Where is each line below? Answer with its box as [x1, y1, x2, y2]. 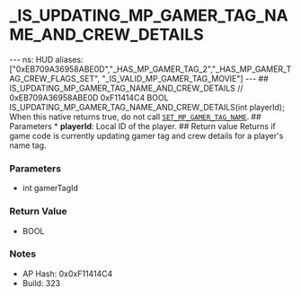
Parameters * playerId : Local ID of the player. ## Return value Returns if [9, 120, 276, 131]
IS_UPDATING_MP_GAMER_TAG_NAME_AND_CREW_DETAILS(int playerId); [9, 101, 285, 112]
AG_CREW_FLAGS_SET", [9, 73, 101, 83]
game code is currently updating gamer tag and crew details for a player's [9, 130, 284, 141]
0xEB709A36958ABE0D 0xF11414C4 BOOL [9, 91, 169, 103]
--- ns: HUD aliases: [9, 54, 84, 65]
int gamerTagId [22, 183, 79, 194]
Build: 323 [22, 277, 61, 288]
